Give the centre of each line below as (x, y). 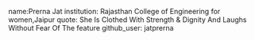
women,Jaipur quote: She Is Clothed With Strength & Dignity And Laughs (127, 20)
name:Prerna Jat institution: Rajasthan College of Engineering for (114, 11)
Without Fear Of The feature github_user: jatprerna (91, 28)
